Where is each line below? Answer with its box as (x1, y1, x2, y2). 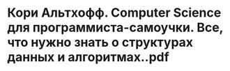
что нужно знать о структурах (7, 35, 194, 50)
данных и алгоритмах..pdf (7, 49, 169, 65)
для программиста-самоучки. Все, (7, 19, 224, 35)
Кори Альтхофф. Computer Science (7, 5, 222, 21)
